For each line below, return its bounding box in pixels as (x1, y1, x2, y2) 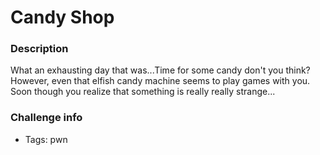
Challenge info (10, 111, 83, 125)
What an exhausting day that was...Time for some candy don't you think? (10, 64, 311, 76)
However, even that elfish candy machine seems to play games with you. (10, 75, 311, 87)
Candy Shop (10, 6, 115, 29)
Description (10, 42, 69, 56)
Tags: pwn (24, 133, 68, 145)
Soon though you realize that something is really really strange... (10, 86, 276, 98)
